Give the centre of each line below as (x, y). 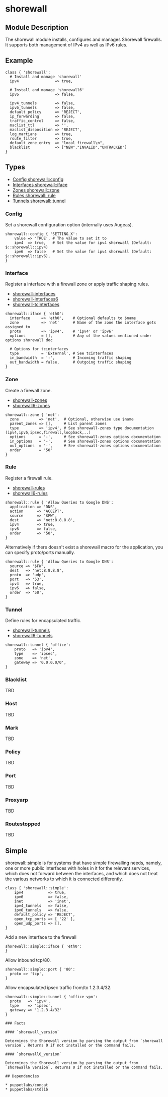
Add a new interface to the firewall (41, 937)
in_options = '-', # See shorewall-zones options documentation (85, 441)
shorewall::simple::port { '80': (40, 969)
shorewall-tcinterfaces (36, 304)
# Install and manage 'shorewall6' (47, 90)
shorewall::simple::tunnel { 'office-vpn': (52, 997)
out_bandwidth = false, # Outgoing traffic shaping (71, 362)
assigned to (18, 327)
